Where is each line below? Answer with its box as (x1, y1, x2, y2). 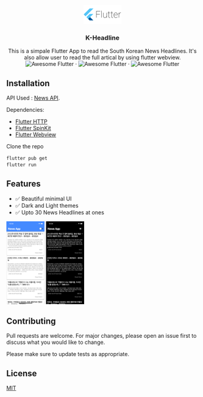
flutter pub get (6, 155, 48, 162)
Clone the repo (6, 143, 44, 150)
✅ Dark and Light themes (15, 202, 79, 209)
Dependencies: (6, 106, 45, 114)
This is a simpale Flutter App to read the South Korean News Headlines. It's (8, 48, 197, 55)
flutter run (6, 161, 37, 168)
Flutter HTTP (15, 118, 48, 125)
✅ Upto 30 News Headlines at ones (15, 208, 105, 216)
